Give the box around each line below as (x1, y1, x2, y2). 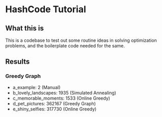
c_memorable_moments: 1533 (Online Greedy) (12, 95, 111, 101)
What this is (5, 24, 44, 33)
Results (5, 57, 30, 66)
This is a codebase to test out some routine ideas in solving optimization (5, 37, 157, 43)
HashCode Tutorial (5, 4, 87, 15)
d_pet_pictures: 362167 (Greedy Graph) (12, 100, 96, 106)
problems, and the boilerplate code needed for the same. (5, 43, 125, 49)
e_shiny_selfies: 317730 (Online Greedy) (12, 106, 97, 112)
